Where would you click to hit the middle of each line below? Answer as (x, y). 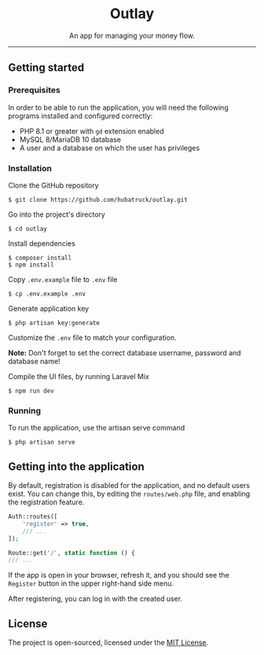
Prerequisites (34, 90)
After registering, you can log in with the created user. (95, 599)
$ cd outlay (27, 229)
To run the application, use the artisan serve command (97, 428)
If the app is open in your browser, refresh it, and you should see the (119, 575)
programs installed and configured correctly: (81, 116)
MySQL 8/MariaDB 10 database (70, 140)
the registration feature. (46, 502)
